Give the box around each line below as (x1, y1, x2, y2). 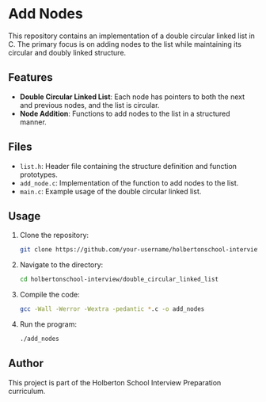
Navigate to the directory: (19, 260, 104, 270)
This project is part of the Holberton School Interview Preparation (8, 377, 222, 387)
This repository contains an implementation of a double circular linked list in (8, 31, 256, 40)
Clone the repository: (19, 231, 89, 240)
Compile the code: (19, 290, 81, 300)
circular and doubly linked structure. (8, 48, 127, 57)
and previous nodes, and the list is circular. (19, 100, 160, 109)
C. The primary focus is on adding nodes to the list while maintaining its (8, 39, 241, 48)
